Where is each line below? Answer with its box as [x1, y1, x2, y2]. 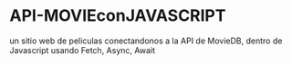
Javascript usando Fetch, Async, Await [9, 44, 156, 55]
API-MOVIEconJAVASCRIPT [9, 5, 226, 26]
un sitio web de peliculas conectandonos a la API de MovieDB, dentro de [9, 35, 283, 46]
